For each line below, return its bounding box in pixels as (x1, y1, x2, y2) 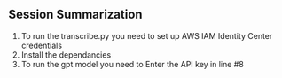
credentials (20, 40, 63, 51)
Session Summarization (8, 7, 143, 22)
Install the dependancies (20, 49, 112, 60)
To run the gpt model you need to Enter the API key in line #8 (20, 58, 245, 69)
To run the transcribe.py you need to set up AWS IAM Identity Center (20, 30, 273, 41)
